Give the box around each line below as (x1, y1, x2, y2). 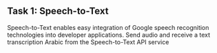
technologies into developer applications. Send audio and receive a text (7, 31, 210, 39)
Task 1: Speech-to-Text (7, 5, 109, 17)
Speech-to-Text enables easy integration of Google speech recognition (7, 23, 209, 31)
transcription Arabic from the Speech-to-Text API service (7, 37, 169, 46)
